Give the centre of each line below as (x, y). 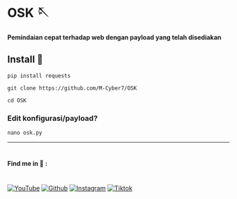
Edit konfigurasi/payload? (53, 118)
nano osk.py (25, 133)
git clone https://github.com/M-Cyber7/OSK (72, 88)
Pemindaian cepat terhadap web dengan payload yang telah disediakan (115, 37)
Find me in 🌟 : (28, 164)
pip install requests (39, 76)
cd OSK (17, 100)
